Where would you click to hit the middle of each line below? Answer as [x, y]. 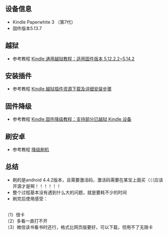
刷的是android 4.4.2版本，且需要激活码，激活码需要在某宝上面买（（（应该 [88, 180]
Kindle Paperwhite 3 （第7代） [44, 22]
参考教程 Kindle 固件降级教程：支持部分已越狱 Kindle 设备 [72, 119]
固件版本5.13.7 [27, 28]
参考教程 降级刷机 [31, 150]
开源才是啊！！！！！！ [37, 186]
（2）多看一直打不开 [26, 221]
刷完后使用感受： [30, 198]
